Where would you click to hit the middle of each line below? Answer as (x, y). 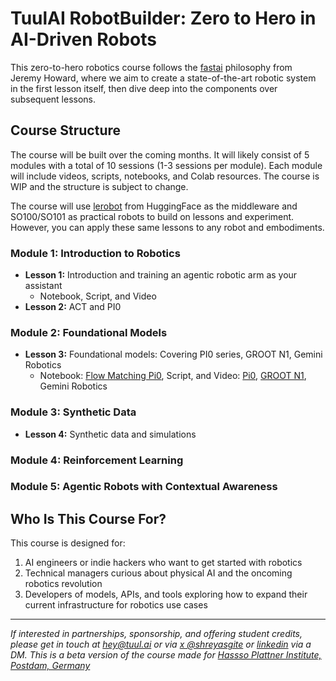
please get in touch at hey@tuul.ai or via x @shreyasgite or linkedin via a (161, 644)
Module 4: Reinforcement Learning (97, 460)
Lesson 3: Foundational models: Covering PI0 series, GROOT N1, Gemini (173, 354)
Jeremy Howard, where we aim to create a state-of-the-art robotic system (163, 78)
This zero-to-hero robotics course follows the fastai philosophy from (151, 67)
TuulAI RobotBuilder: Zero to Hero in (163, 18)
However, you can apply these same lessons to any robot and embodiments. (167, 227)
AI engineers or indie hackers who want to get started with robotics (163, 563)
